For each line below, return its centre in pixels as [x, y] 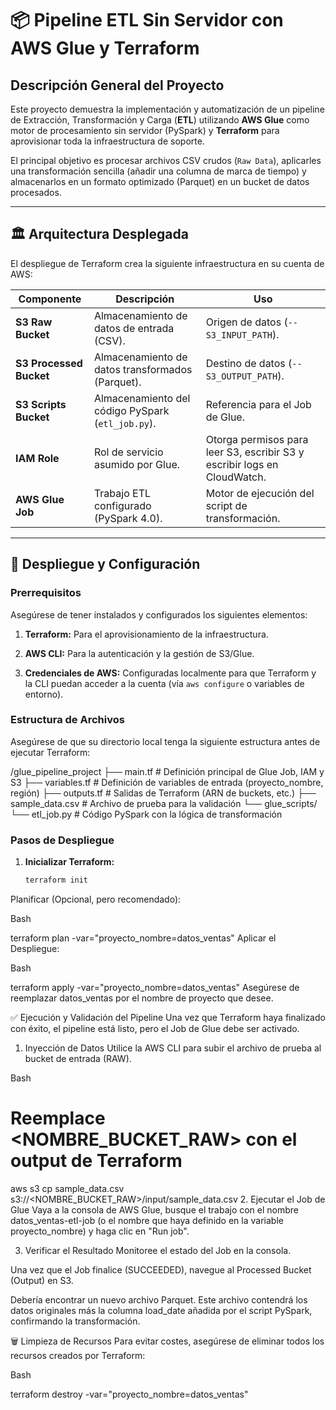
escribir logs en [242, 464]
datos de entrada [134, 328]
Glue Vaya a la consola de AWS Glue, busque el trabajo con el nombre [155, 1209]
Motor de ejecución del [260, 493]
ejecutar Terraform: [50, 752]
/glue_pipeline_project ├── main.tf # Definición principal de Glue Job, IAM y [167, 771]
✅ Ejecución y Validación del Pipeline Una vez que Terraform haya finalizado [168, 1017]
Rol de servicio [128, 452]
